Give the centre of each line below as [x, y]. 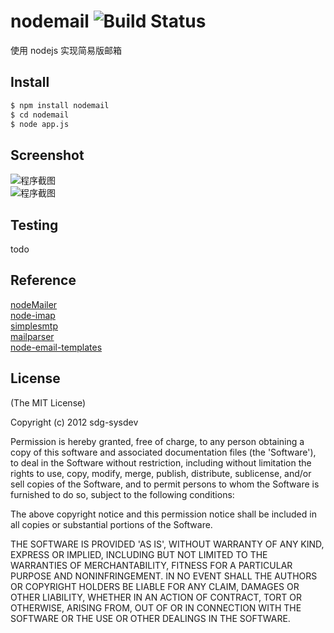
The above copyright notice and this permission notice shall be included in [163, 514]
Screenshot [47, 155]
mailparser [32, 336]
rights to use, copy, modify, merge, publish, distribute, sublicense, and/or [161, 473]
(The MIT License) [48, 402]
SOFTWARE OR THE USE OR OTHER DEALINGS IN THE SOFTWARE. [150, 618]
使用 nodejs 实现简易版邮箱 [66, 50]
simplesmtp [34, 326]
